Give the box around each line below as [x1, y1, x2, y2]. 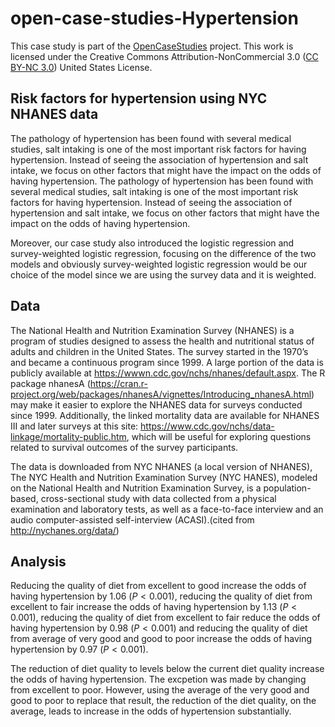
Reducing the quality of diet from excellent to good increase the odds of [10, 580, 307, 592]
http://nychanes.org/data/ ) [10, 524, 120, 536]
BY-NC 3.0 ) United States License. [10, 61, 153, 73]
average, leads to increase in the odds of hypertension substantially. [10, 705, 292, 717]
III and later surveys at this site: [10, 420, 139, 432]
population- [263, 482, 312, 494]
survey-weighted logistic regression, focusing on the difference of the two [10, 247, 317, 259]
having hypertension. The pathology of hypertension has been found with [10, 175, 314, 187]
